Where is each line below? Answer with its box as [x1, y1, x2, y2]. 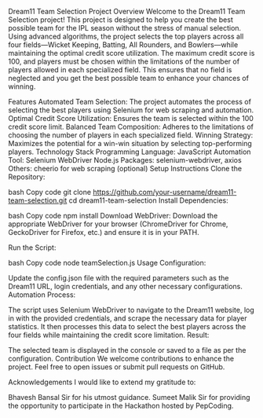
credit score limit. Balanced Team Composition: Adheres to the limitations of [8, 122, 254, 131]
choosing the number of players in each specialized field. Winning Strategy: [8, 130, 254, 140]
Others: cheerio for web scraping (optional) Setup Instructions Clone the [8, 164, 242, 173]
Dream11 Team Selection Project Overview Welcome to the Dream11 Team [8, 7, 246, 16]
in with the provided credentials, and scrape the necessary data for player [8, 313, 247, 323]
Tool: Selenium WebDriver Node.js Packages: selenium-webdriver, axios [8, 156, 242, 164]
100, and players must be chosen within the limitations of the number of [8, 57, 240, 66]
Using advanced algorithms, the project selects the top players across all [8, 31, 244, 41]
